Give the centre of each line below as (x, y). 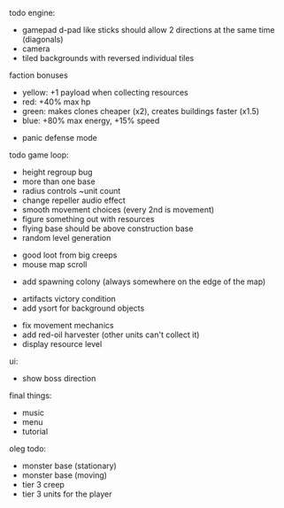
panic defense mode (59, 138)
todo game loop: (39, 155)
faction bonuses (38, 75)
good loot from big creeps (69, 255)
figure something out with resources (88, 219)
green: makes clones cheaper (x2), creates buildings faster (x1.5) (140, 111)
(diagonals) (42, 39)
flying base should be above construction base (107, 228)
